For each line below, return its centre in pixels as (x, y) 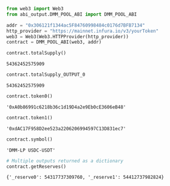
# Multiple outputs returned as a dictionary (65, 161)
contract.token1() (29, 118)
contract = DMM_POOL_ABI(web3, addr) (54, 42)
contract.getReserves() (36, 167)
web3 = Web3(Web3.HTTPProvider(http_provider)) (68, 36)
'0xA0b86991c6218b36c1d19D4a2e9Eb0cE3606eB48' (66, 107)
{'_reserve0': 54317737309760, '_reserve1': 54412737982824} (85, 178)
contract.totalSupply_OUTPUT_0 (46, 75)
